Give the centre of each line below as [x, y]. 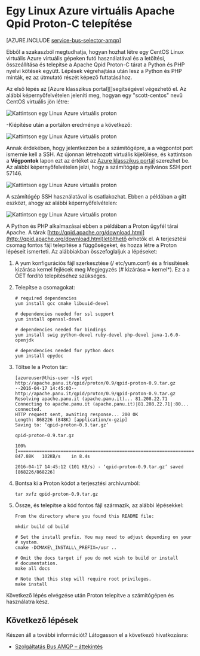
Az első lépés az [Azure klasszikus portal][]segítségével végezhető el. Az [96, 89]
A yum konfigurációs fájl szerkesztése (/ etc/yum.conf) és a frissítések [102, 263]
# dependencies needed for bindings [60, 329]
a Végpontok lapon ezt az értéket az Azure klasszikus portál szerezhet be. [98, 160]
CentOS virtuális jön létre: [38, 101]
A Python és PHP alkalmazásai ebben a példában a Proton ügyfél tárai [92, 226]
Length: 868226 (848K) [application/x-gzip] [71, 420]
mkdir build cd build [41, 527]
